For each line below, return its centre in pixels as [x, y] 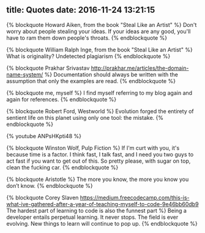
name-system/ [25, 74]
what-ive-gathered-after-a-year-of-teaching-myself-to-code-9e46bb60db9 [102, 204]
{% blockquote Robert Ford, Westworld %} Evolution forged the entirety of [100, 111]
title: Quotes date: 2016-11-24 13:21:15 [81, 10]
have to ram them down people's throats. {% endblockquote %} [87, 38]
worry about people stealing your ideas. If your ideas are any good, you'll [99, 31]
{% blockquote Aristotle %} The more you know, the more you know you [98, 179]
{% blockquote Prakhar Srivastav [48, 68]
